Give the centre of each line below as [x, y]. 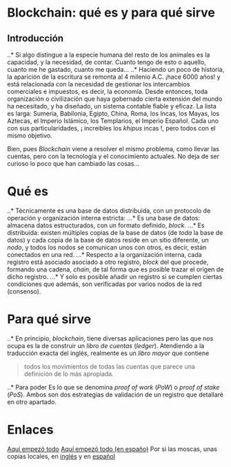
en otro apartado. [32, 401]
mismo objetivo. [30, 135]
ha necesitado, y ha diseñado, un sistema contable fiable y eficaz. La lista [112, 106]
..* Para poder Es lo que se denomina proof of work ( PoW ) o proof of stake [113, 387]
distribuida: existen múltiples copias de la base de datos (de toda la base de [115, 232]
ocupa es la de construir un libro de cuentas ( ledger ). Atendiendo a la [106, 345]
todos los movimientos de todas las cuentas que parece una [109, 366]
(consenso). [24, 291]
